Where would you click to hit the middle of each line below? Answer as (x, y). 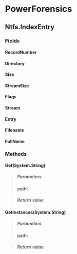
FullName (15, 141)
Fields (12, 41)
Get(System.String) (25, 165)
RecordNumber (21, 53)
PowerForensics (38, 9)
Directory (15, 63)
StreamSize (17, 86)
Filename (15, 130)
